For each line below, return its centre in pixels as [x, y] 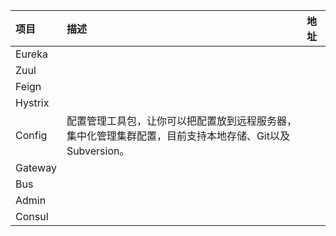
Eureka [31, 54]
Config [31, 135]
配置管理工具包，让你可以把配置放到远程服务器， [181, 121]
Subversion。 [98, 151]
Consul [32, 216]
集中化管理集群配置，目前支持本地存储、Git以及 [178, 136]
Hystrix [32, 102]
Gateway [36, 167]
